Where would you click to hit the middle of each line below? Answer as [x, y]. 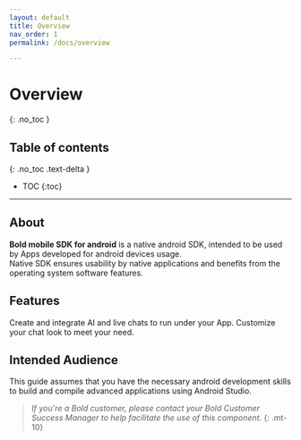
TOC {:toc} [42, 186]
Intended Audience [64, 360]
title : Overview [39, 26]
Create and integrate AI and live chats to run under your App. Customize [142, 322]
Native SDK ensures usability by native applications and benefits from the [145, 263]
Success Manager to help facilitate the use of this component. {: [150, 418]
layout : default [39, 17]
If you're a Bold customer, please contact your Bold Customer [146, 409]
